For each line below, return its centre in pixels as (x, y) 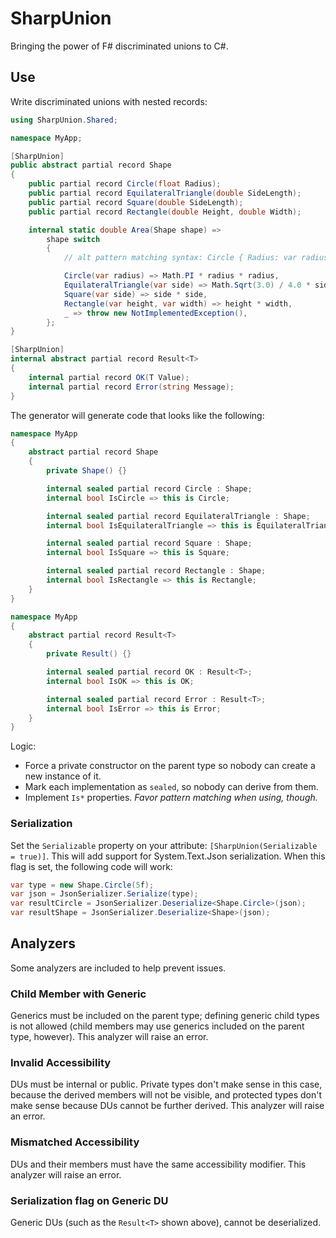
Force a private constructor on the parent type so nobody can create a (170, 766)
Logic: (23, 746)
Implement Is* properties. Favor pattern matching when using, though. (171, 798)
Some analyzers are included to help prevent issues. (118, 968)
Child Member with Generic (78, 994)
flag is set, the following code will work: (91, 866)
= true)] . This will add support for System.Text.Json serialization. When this (168, 856)
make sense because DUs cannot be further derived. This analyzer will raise (167, 1106)
